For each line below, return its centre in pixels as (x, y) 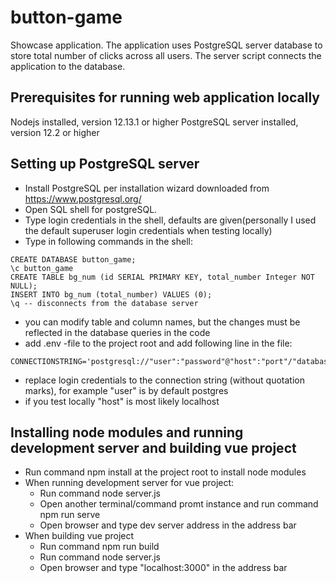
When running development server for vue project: (129, 483)
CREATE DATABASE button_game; (73, 259)
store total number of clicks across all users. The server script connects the (166, 55)
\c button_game (42, 268)
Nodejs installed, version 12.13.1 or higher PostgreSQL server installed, (154, 122)
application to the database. (68, 66)
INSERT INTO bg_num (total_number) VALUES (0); (111, 294)
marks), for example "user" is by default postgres (126, 390)
